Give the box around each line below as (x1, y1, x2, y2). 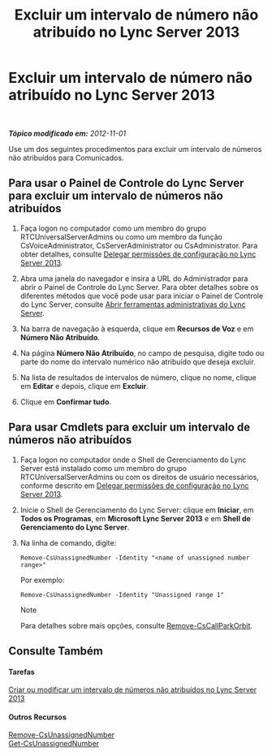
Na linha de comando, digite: (19, 538, 117, 547)
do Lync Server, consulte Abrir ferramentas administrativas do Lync (19, 299, 246, 309)
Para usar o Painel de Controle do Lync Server (8, 176, 244, 190)
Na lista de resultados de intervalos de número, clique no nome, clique (19, 372, 257, 382)
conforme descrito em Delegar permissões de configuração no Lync (19, 481, 249, 490)
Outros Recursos (8, 712, 67, 722)
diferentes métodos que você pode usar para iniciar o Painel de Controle (19, 291, 264, 300)
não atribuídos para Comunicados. (8, 153, 124, 162)
